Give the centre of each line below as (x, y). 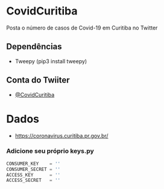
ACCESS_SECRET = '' (33, 181)
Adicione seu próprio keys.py (50, 151)
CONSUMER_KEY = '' (33, 164)
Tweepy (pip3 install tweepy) (51, 61)
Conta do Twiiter (38, 80)
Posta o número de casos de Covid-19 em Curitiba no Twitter (82, 28)
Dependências (34, 47)
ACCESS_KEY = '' (33, 175)
